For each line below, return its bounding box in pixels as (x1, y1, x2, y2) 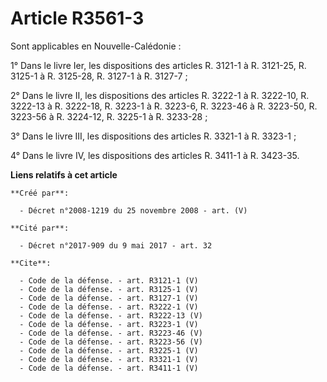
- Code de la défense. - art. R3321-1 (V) (19, 354, 199, 364)
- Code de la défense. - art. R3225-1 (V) (19, 345, 199, 356)
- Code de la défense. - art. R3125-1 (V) (19, 284, 199, 294)
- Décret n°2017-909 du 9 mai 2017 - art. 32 (19, 240, 213, 251)
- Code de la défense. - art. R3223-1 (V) (19, 319, 199, 329)
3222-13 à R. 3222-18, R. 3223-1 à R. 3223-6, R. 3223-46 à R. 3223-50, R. (10, 100, 318, 112)
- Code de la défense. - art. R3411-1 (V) (19, 363, 199, 373)
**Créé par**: (10, 188, 70, 198)
